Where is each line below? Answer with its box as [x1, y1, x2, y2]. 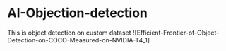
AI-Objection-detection [7, 5, 148, 21]
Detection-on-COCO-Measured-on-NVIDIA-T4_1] [7, 35, 150, 44]
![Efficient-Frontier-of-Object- [133, 28, 220, 37]
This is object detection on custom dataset [7, 28, 132, 37]
